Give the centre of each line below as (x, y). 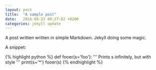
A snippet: (16, 47)
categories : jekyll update (33, 24)
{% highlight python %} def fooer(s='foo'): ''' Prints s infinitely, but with (78, 57)
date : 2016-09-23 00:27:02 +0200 (42, 19)
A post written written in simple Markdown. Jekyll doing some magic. (76, 38)
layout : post (19, 10)
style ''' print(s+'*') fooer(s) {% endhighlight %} (54, 62)
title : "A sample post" (31, 14)
